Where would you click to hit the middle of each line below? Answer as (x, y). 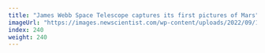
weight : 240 (28, 37)
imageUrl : (24, 23)
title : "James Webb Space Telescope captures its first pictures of (123, 15)
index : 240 (26, 30)
